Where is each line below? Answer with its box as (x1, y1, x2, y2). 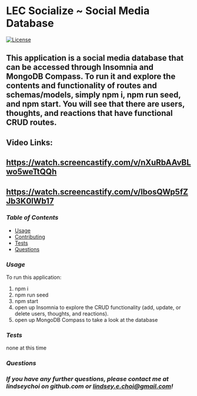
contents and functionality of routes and (6, 81, 158, 91)
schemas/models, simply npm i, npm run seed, (6, 90, 181, 100)
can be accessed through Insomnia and (6, 62, 154, 72)
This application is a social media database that (6, 53, 184, 63)
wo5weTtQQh (6, 167, 57, 177)
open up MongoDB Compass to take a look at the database (14, 317, 158, 324)
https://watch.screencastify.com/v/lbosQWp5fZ (6, 187, 188, 197)
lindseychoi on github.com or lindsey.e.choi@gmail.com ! (6, 382, 173, 391)
